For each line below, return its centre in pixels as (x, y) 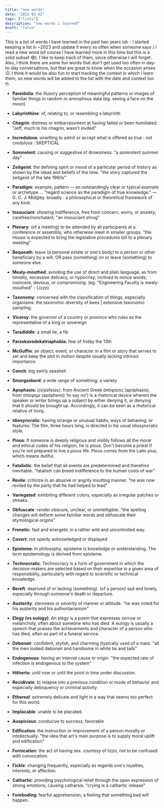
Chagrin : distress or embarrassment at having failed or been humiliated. (85, 123)
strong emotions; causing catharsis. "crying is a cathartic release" (79, 785)
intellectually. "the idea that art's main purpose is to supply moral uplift (83, 736)
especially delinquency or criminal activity (54, 688)
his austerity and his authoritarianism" (50, 609)
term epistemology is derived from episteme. (57, 554)
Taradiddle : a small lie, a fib (40, 332)
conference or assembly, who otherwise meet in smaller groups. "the (82, 232)
